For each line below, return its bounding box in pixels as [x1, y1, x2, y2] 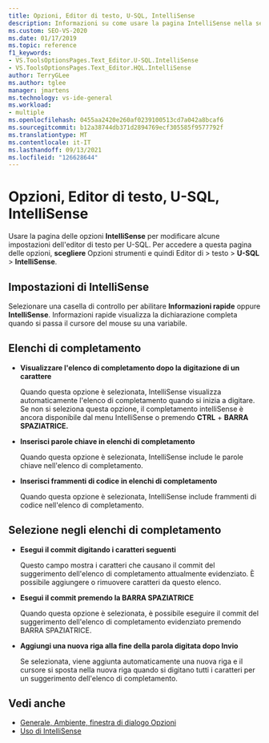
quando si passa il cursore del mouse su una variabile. [8, 318, 188, 328]
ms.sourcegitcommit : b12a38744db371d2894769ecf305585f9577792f [8, 123, 224, 131]
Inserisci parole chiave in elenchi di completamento [19, 436, 195, 446]
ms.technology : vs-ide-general [8, 94, 113, 102]
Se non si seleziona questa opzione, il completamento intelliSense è [19, 404, 244, 414]
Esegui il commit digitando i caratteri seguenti [19, 544, 176, 554]
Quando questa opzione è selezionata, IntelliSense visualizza [19, 386, 222, 397]
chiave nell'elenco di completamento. [19, 460, 144, 470]
